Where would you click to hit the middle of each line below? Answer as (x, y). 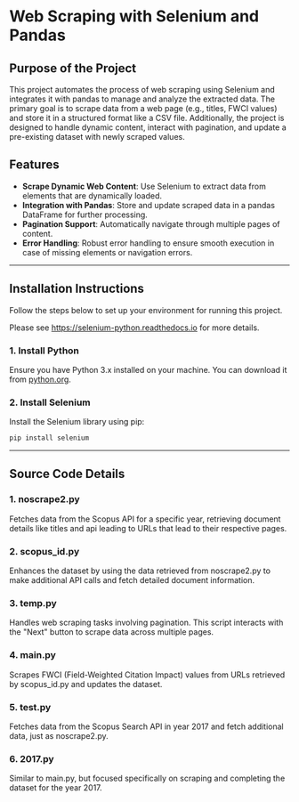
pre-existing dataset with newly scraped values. (97, 137)
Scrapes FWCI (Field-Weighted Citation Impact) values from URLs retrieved (147, 675)
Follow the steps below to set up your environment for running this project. (146, 310)
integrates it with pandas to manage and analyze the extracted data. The (142, 99)
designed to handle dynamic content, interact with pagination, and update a (148, 127)
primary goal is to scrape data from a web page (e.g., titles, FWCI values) (143, 108)
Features (34, 165)
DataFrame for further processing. (85, 215)
